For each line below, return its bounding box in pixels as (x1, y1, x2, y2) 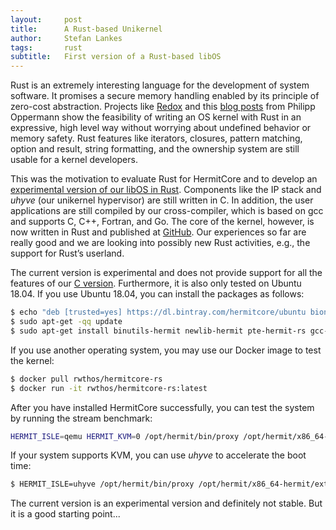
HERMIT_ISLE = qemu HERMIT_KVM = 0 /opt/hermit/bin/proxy (10, 431, 240, 441)
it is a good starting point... (10, 508, 121, 520)
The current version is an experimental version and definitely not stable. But (10, 497, 323, 510)
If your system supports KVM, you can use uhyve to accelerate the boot (10, 449, 307, 461)
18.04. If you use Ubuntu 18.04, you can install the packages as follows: (10, 288, 305, 300)
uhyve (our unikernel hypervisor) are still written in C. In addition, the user (10, 194, 314, 206)
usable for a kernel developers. (10, 154, 138, 166)
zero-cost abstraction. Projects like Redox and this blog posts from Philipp (10, 101, 316, 113)
